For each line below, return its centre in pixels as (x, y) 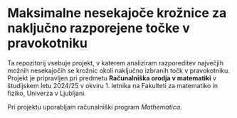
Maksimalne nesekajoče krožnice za (117, 13)
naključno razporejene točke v (99, 28)
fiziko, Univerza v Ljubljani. (47, 93)
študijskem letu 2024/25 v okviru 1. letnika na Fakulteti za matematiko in (113, 85)
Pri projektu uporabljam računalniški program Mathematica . (95, 107)
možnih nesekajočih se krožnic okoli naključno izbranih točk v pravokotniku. (118, 70)
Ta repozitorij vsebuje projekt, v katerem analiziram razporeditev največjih (116, 63)
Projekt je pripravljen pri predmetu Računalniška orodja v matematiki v (112, 78)
